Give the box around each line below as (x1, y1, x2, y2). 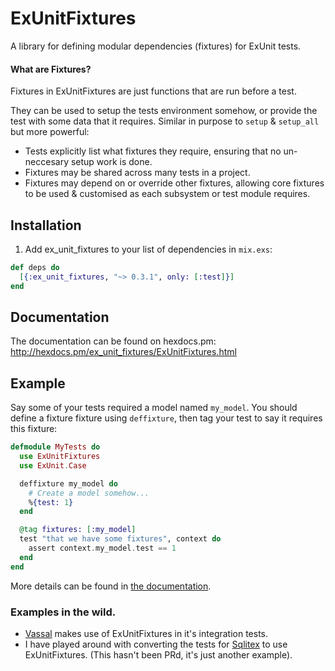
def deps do (10, 262, 60, 272)
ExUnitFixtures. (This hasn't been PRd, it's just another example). (24, 649, 293, 661)
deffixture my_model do (19, 478, 118, 489)
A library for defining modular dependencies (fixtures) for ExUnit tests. (10, 40, 302, 52)
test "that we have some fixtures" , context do (19, 534, 222, 544)
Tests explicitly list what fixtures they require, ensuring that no (24, 145, 282, 157)
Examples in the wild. (10, 605, 117, 619)
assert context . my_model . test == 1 (28, 543, 177, 554)
